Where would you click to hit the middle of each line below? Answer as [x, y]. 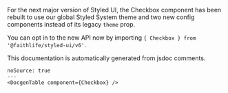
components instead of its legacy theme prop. [71, 24]
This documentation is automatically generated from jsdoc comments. [106, 58]
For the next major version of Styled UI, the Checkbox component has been [114, 10]
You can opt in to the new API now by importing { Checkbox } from [102, 38]
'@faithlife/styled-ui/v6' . [47, 45]
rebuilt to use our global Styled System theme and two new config [101, 17]
